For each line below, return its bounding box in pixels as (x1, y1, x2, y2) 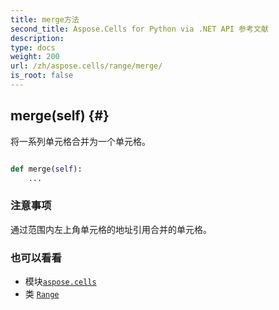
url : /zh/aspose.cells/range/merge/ (10, 61, 163, 71)
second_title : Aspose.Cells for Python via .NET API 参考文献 (10, 24, 269, 34)
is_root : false (10, 71, 74, 81)
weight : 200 (10, 52, 60, 62)
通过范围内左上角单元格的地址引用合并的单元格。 (10, 223, 212, 235)
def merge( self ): (10, 164, 83, 174)
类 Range (24, 288, 60, 300)
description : (10, 33, 65, 43)
